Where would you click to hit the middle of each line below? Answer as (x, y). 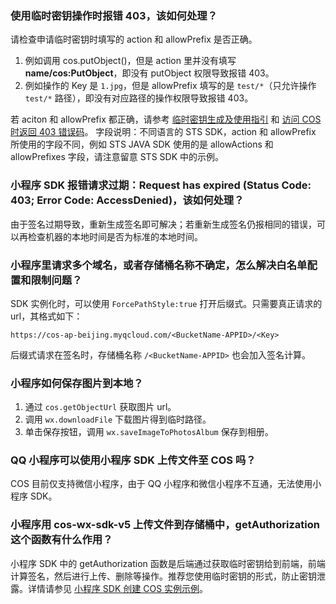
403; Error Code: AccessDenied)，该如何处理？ (127, 200)
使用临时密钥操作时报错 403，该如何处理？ (114, 15)
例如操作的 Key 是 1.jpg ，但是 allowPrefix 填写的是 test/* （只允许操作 (170, 86)
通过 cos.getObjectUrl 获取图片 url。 (100, 407)
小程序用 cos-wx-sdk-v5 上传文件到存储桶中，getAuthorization (165, 525)
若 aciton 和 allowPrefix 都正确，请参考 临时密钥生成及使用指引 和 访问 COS (166, 119)
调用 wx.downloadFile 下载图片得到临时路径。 (118, 419)
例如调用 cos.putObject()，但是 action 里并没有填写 (130, 61)
